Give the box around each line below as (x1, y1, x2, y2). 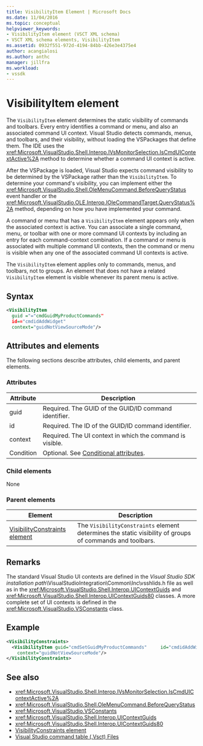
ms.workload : (6, 65, 39, 71)
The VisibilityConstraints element (77, 521, 180, 530)
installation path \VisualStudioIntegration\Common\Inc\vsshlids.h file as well (6, 579, 193, 587)
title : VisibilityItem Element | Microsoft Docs (6, 8, 131, 15)
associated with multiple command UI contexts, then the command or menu (6, 243, 195, 250)
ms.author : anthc (6, 54, 50, 60)
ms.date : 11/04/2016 (6, 14, 59, 21)
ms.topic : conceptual (6, 20, 61, 26)
